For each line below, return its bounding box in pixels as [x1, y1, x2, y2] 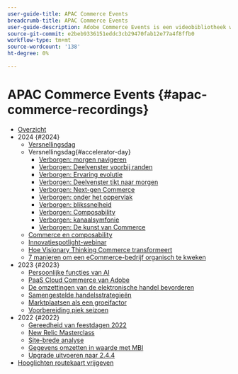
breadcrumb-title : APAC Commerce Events [7, 17, 129, 24]
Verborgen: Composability [38, 208, 115, 216]
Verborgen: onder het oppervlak [38, 193, 133, 201]
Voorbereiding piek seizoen [28, 305, 108, 314]
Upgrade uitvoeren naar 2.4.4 [28, 351, 115, 359]
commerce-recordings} [7, 102, 149, 118]
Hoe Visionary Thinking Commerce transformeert [28, 245, 173, 254]
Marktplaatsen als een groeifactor [28, 298, 127, 307]
